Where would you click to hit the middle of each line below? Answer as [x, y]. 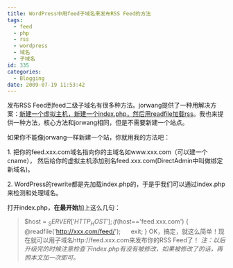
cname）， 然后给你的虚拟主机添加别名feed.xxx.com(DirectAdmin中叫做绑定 [115, 161]
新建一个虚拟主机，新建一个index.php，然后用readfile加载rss [107, 114]
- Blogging [29, 78]
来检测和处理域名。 [35, 193]
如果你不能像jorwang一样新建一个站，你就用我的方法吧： [89, 137]
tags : [15, 20]
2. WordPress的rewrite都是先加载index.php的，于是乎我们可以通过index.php [116, 184]
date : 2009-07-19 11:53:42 [46, 85]
